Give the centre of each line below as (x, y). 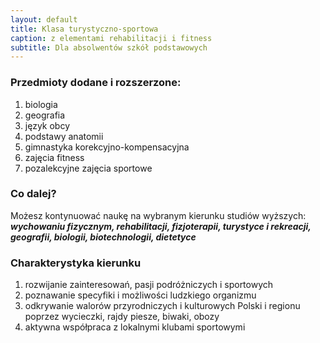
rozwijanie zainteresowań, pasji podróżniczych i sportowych (149, 285)
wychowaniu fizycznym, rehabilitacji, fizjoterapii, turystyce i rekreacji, (161, 226)
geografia (45, 115)
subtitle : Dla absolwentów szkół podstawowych (109, 47)
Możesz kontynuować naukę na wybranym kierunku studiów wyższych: (158, 215)
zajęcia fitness (54, 157)
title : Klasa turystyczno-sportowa (84, 29)
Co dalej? (33, 194)
